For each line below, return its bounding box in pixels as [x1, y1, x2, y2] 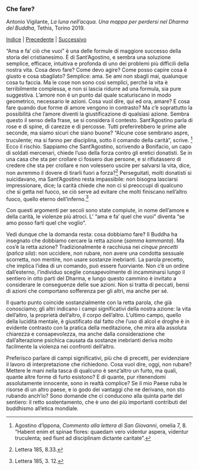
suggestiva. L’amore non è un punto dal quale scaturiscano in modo [6, 91, 172, 99]
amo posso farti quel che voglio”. [6, 219, 86, 226]
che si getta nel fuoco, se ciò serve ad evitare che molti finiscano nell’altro [6, 188, 188, 195]
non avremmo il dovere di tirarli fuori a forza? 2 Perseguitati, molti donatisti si [6, 168, 192, 176]
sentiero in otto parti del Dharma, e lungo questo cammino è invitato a [6, 275, 176, 282]
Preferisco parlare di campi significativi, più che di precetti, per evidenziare [6, 354, 190, 362]
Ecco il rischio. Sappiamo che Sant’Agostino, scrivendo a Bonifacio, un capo [6, 143, 192, 150]
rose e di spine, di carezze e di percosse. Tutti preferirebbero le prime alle [6, 123, 187, 130]
